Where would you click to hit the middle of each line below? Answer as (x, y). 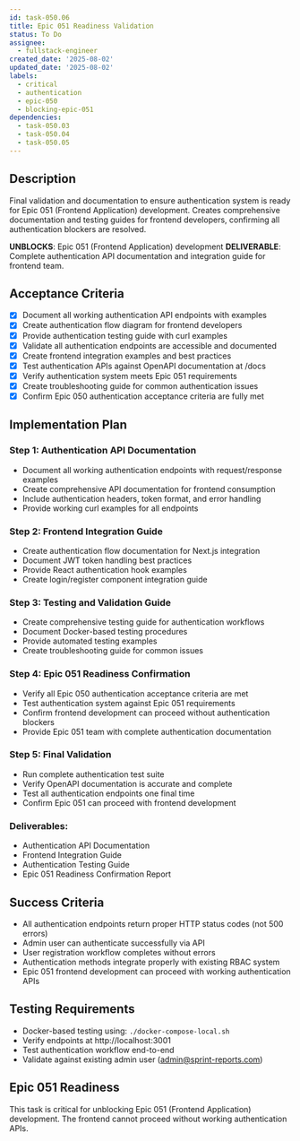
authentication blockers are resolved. (78, 229)
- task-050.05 (43, 143)
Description (43, 179)
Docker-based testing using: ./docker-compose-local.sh (126, 1031)
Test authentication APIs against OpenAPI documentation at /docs (144, 366)
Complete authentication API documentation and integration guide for (137, 255)
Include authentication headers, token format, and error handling (141, 498)
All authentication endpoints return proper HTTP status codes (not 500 (153, 923)
